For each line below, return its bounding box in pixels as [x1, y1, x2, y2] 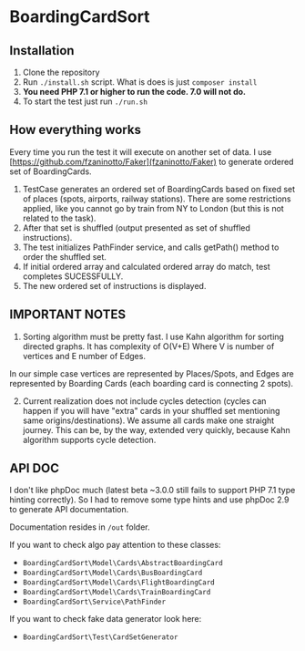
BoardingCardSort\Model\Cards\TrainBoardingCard [22, 588, 211, 597]
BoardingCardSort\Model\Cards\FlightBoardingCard [22, 578, 216, 587]
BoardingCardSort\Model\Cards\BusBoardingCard [22, 568, 203, 578]
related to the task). [22, 212, 97, 223]
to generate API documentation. [9, 504, 129, 515]
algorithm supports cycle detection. [22, 434, 157, 445]
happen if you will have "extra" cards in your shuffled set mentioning [22, 405, 280, 416]
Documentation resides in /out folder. [9, 522, 150, 532]
